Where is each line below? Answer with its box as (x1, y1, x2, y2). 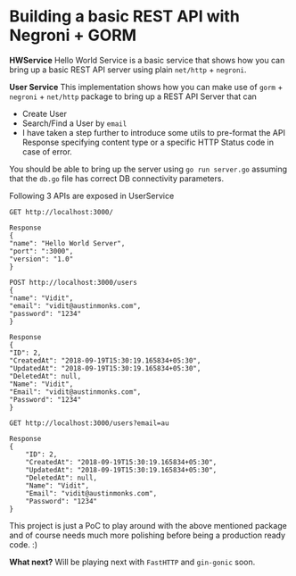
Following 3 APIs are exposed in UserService (9, 190, 175, 201)
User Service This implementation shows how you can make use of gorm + (9, 81, 284, 92)
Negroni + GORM (9, 25, 136, 46)
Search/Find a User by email (21, 118, 127, 129)
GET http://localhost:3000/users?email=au (9, 418, 169, 428)
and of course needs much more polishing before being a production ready (9, 530, 286, 540)
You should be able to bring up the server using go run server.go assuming (9, 163, 288, 174)
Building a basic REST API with (9, 6, 241, 27)
